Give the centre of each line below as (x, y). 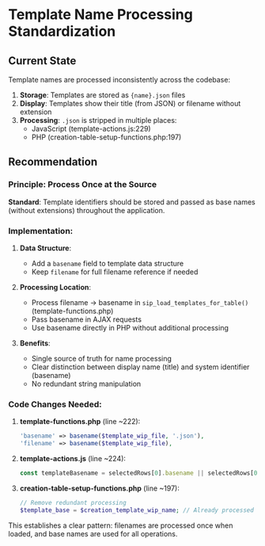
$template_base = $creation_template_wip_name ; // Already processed (137, 510)
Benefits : (35, 343)
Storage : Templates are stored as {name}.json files (102, 95)
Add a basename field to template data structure (108, 263)
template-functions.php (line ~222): (80, 422)
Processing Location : (55, 287)
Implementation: (41, 231)
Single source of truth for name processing (102, 358)
